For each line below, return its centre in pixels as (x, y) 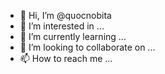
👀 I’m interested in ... (62, 26)
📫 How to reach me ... (66, 58)
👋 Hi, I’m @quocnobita (65, 15)
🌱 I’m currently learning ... (73, 36)
